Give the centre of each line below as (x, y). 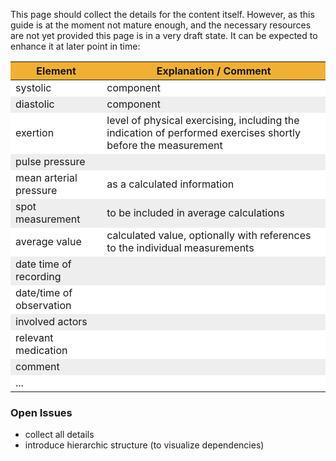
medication (41, 350)
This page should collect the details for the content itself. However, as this (162, 14)
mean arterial (46, 177)
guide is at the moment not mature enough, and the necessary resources (161, 25)
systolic (33, 87)
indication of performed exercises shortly (203, 132)
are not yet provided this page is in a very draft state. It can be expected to (164, 35)
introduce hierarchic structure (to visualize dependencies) (144, 445)
